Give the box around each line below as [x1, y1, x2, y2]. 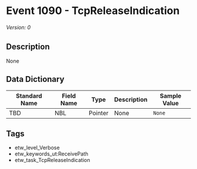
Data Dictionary [6, 74, 64, 84]
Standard [15, 92, 42, 100]
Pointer [89, 109, 109, 117]
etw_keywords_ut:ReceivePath [14, 150, 89, 157]
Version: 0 [6, 23, 31, 30]
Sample [159, 92, 182, 100]
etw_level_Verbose [14, 144, 60, 151]
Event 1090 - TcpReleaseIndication [6, 4, 180, 18]
